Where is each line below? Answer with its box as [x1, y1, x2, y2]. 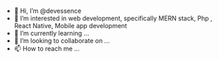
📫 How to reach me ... [13, 44, 80, 53]
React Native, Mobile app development [13, 22, 127, 29]
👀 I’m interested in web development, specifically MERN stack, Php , [13, 14, 213, 22]
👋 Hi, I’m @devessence [13, 7, 82, 15]
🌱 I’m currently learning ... [13, 29, 90, 37]
